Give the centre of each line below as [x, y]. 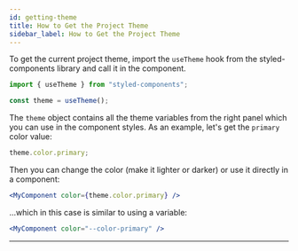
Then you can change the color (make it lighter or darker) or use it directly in [149, 170]
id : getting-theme [43, 17]
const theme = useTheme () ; [59, 101]
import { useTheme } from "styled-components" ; [99, 85]
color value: [31, 137]
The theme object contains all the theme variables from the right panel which [148, 118]
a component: [35, 179]
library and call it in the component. [122, 68]
